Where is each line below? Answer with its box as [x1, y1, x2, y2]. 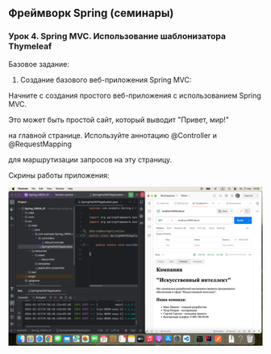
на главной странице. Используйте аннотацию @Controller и [8, 130, 218, 140]
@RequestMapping [8, 139, 73, 149]
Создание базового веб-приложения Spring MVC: [19, 74, 192, 84]
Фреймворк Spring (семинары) [8, 6, 174, 20]
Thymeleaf [8, 40, 52, 52]
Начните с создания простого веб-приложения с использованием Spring [8, 91, 262, 100]
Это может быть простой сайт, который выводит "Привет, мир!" [8, 115, 230, 124]
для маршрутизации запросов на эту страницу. [8, 154, 173, 164]
